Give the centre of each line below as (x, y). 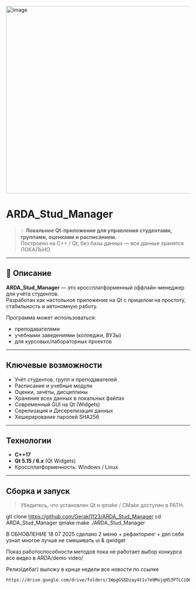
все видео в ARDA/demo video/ (45, 558)
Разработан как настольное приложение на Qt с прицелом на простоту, (96, 300)
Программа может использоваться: (51, 317)
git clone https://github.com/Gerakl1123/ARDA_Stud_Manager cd (84, 517)
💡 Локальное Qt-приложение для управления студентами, (96, 230)
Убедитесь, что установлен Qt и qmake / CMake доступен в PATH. (102, 505)
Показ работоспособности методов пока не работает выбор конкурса (94, 552)
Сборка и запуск (38, 491)
